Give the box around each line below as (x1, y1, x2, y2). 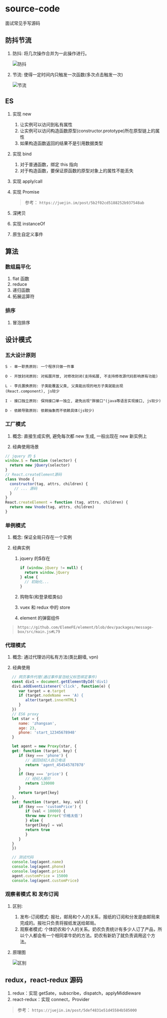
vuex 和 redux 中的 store (19, 604, 71, 610)
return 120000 (25, 781, 55, 786)
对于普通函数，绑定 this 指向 (19, 161, 78, 167)
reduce (12, 281, 27, 287)
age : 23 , (18, 726, 37, 731)
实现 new (12, 111, 31, 117)
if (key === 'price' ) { (18, 771, 68, 776)
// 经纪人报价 (25, 776, 51, 781)
